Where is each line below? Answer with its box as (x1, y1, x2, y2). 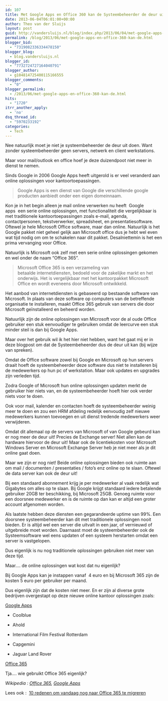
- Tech (9, 128, 23, 133)
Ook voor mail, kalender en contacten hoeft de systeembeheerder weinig (5, 403, 156, 409)
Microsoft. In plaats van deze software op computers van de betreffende (5, 296, 154, 302)
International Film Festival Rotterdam (12, 632, 88, 638)
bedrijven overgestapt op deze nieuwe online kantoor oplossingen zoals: (5, 593, 155, 599)
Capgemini (12, 641, 35, 647)
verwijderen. (5, 419, 31, 425)
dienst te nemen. (5, 163, 40, 169)
